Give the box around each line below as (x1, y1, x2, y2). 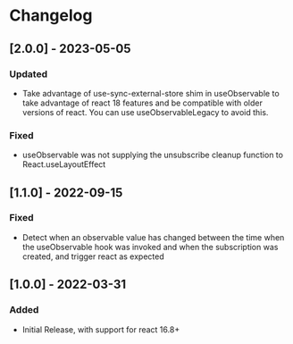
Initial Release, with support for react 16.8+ (21, 323, 180, 335)
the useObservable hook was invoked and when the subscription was (21, 241, 279, 252)
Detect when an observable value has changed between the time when (21, 231, 285, 242)
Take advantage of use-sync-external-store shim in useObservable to (21, 88, 280, 98)
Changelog (9, 5, 93, 26)
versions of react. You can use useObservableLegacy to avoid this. (21, 106, 269, 117)
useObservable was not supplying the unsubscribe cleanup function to (21, 149, 284, 161)
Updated (9, 68, 47, 80)
